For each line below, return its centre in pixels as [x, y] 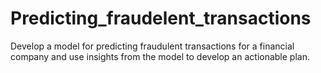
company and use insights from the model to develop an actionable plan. [160, 56]
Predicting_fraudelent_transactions [161, 18]
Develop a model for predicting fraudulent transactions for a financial [152, 46]
